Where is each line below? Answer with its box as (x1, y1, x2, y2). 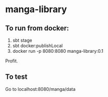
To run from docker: (5, 24, 69, 33)
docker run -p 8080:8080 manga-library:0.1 (12, 48, 103, 54)
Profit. (5, 58, 18, 64)
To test (5, 73, 28, 81)
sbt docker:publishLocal (12, 43, 63, 49)
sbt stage (12, 37, 32, 43)
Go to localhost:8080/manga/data (5, 86, 76, 92)
